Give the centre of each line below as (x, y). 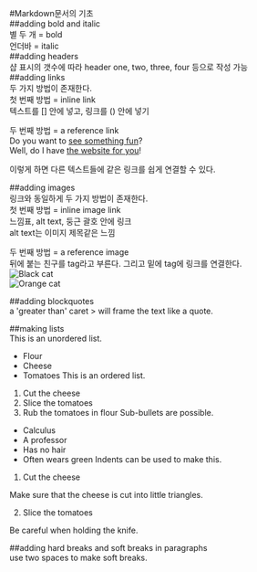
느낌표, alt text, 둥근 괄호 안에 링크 (71, 221)
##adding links (37, 77)
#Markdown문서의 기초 (51, 13)
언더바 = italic (34, 46)
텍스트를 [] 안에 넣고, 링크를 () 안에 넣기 (80, 111)
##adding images (42, 187)
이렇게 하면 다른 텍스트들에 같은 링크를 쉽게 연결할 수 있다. (113, 169)
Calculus (39, 430)
